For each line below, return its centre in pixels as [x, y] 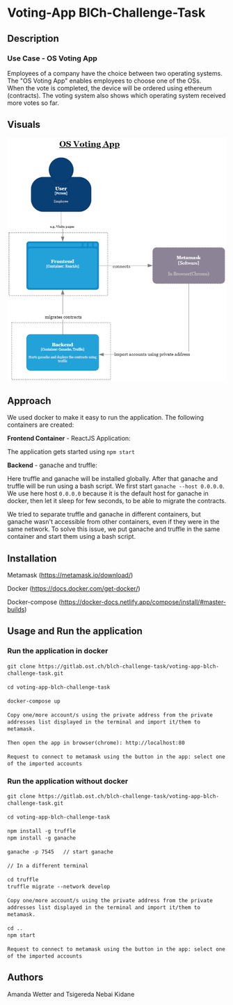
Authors [25, 978]
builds [16, 609]
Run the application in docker [58, 651]
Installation [32, 558]
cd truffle [23, 880]
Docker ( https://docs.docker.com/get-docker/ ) [74, 588]
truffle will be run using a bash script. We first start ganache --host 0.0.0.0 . [116, 486]
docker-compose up [34, 701]
